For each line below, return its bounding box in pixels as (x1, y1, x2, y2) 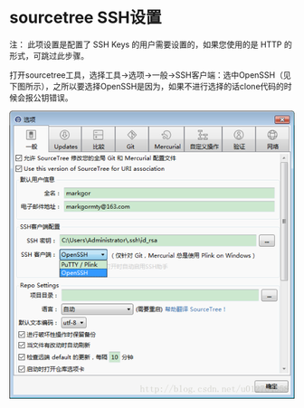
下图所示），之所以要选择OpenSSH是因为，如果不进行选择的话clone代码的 (9, 81, 285, 91)
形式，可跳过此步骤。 (9, 50, 89, 61)
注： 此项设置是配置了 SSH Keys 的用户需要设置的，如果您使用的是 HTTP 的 (9, 39, 292, 50)
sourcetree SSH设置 (9, 7, 162, 28)
